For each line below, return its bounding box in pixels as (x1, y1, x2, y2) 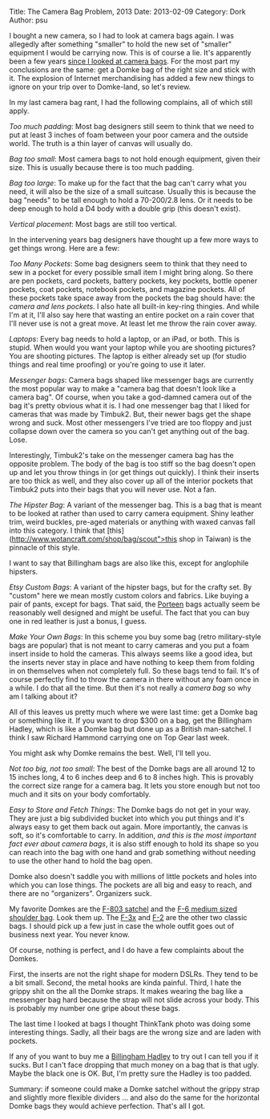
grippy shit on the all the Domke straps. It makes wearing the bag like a (9, 987, 244, 995)
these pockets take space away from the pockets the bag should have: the (9, 293, 256, 302)
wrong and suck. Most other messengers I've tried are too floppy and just (9, 418, 252, 428)
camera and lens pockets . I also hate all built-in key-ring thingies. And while (9, 302, 260, 311)
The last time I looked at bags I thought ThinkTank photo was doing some (9, 1019, 251, 1028)
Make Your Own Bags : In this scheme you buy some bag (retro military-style (9, 632, 262, 641)
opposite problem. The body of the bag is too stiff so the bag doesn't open (9, 459, 256, 468)
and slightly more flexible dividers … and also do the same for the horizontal (9, 1093, 260, 1102)
